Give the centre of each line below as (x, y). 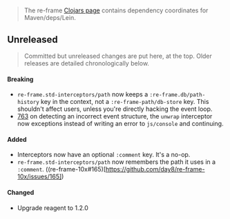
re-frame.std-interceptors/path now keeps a (83, 94)
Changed (21, 192)
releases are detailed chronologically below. (87, 63)
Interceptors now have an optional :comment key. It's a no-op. (104, 155)
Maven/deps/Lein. (50, 18)
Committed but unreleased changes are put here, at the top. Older (118, 56)
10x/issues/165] (39, 177)
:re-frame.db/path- (178, 95)
